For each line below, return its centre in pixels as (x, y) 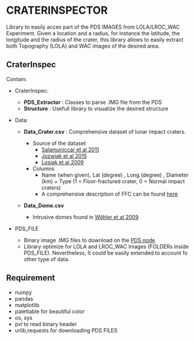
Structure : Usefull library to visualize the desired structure (96, 109)
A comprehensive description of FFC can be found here (110, 194)
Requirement (31, 278)
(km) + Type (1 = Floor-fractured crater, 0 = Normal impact (113, 181)
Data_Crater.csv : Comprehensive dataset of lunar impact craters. (105, 131)
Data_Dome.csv (44, 205)
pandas (24, 298)
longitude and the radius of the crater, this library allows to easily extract (95, 39)
